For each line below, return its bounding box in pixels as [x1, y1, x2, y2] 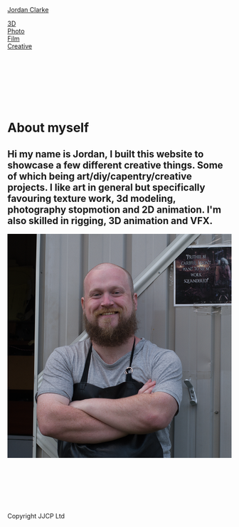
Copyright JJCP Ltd [7, 512, 65, 520]
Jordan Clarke [7, 6, 49, 14]
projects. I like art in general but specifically [7, 181, 206, 193]
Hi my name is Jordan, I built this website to [7, 148, 204, 160]
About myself [7, 119, 90, 136]
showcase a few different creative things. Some [7, 159, 223, 171]
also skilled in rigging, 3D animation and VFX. [7, 215, 213, 227]
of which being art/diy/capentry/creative [7, 170, 192, 182]
